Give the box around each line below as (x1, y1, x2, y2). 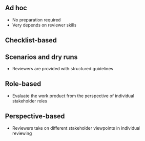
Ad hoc (5, 4, 27, 12)
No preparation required (12, 17, 61, 22)
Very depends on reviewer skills (12, 22, 77, 28)
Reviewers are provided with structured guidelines (12, 66, 114, 72)
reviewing (12, 130, 32, 136)
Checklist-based (5, 36, 57, 44)
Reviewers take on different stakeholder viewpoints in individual (12, 125, 141, 131)
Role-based (5, 80, 41, 88)
